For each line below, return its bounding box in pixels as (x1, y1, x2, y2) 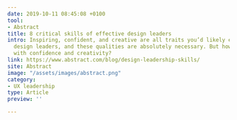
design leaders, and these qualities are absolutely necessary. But (13, 43, 219, 50)
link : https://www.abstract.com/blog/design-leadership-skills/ (7, 56, 200, 64)
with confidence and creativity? (13, 50, 112, 57)
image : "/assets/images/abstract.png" (7, 69, 121, 76)
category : (7, 76, 37, 83)
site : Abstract (7, 63, 52, 70)
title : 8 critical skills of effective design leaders (7, 30, 172, 37)
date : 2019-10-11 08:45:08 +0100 (7, 10, 106, 18)
